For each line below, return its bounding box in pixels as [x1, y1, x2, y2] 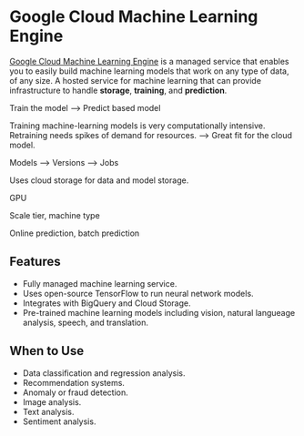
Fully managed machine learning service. [22, 278, 177, 289]
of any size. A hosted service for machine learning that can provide [9, 75, 262, 86]
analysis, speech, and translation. [22, 317, 148, 328]
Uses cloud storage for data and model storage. [9, 175, 189, 186]
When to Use [9, 343, 85, 359]
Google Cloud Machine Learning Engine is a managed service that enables [9, 56, 289, 66]
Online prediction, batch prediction [9, 228, 140, 238]
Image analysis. [22, 396, 82, 407]
